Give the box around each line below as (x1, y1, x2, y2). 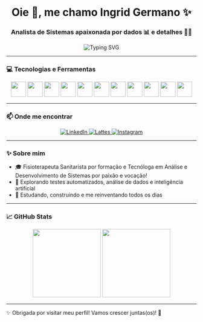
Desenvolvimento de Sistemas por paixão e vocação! (14, 172, 147, 179)
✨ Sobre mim (6, 149, 45, 157)
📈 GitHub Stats (6, 212, 53, 221)
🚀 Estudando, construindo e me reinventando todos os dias (14, 191, 163, 199)
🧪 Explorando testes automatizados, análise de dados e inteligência (14, 178, 183, 186)
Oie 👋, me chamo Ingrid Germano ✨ (11, 5, 192, 19)
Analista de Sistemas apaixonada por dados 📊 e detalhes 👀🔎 (11, 28, 192, 36)
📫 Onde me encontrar (6, 112, 73, 121)
